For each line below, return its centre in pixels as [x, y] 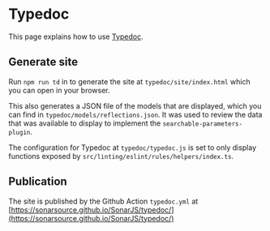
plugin [19, 132]
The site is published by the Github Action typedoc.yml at [103, 201]
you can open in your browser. [60, 90]
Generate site [43, 62]
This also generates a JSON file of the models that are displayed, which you [135, 105]
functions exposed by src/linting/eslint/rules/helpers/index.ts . [121, 156]
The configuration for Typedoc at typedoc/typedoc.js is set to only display [133, 148]
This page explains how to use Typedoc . [76, 36]
